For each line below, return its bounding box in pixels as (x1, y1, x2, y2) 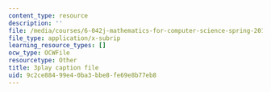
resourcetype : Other (8, 57, 78, 65)
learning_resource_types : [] (8, 42, 106, 50)
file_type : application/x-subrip (8, 34, 121, 42)
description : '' (8, 19, 63, 27)
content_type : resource (8, 11, 89, 20)
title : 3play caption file (8, 64, 99, 72)
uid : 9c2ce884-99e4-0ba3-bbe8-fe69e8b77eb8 (8, 71, 157, 79)
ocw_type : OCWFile (8, 49, 70, 57)
